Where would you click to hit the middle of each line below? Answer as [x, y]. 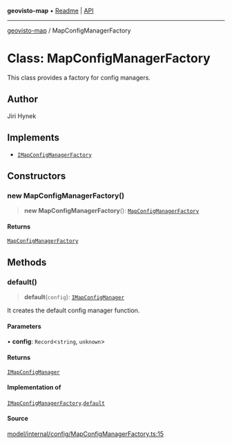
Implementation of [34, 388]
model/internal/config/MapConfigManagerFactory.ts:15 [86, 434]
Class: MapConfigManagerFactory [109, 58]
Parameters [24, 326]
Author [22, 99]
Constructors [37, 176]
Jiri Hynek [22, 116]
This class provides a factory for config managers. [79, 77]
